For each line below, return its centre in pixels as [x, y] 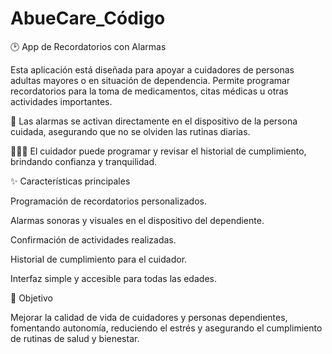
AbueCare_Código [88, 18]
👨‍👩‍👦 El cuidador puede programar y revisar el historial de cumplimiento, [158, 151]
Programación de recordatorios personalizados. [108, 201]
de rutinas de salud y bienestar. [75, 338]
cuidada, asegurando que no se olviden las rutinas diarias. [130, 131]
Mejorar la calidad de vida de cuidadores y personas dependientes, [149, 317]
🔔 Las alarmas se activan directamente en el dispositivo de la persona [154, 121]
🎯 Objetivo [31, 298]
